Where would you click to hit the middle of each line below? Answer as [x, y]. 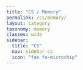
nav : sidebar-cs [32, 52]
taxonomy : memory [28, 29]
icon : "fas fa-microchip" [45, 57]
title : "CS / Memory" [34, 12]
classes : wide [24, 35]
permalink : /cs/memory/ [37, 18]
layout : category [28, 23]
